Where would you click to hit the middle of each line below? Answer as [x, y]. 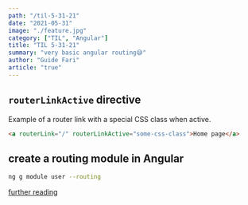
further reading [33, 192]
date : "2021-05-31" [41, 23]
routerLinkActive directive [75, 100]
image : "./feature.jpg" [48, 30]
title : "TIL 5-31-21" [44, 45]
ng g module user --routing [55, 177]
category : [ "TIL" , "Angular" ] [58, 38]
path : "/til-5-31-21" [44, 16]
